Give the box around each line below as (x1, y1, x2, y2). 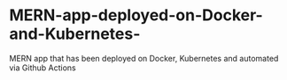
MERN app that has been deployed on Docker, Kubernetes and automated (9, 53, 279, 63)
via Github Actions (9, 62, 77, 73)
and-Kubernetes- (9, 24, 141, 44)
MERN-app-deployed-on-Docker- (9, 5, 263, 25)
